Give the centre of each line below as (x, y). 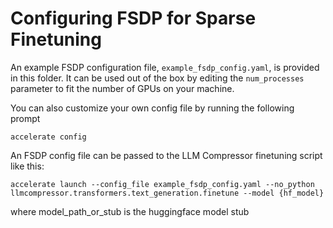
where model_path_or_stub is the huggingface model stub (130, 211)
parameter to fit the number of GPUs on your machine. (122, 88)
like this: (27, 166)
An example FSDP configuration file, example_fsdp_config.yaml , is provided (165, 67)
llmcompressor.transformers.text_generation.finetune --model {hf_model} (167, 193)
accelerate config (48, 137)
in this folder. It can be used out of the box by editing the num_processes (157, 78)
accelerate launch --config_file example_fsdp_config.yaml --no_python (162, 184)
